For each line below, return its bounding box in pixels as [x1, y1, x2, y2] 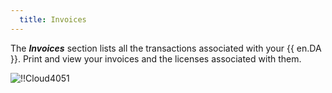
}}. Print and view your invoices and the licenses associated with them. [10, 52, 302, 65]
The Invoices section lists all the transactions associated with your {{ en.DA [10, 42, 322, 54]
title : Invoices [19, 14, 87, 25]
